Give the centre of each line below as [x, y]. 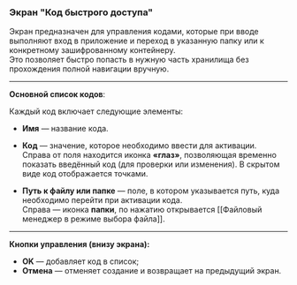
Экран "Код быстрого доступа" [81, 12]
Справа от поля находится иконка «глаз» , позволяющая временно [149, 155]
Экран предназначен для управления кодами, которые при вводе [134, 32]
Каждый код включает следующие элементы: [96, 111]
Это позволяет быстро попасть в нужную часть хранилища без [129, 60]
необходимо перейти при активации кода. [102, 200]
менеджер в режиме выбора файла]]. [93, 219]
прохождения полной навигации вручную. [89, 69]
